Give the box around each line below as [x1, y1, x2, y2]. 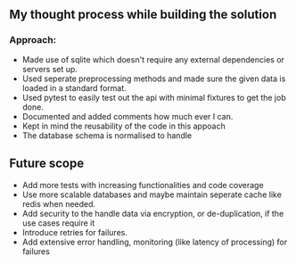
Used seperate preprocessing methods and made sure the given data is [21, 73, 286, 84]
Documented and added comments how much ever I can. [21, 111, 234, 121]
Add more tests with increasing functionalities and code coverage [21, 179, 265, 190]
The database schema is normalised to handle [21, 129, 193, 141]
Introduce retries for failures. [21, 227, 127, 237]
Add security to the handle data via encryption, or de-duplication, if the [21, 208, 284, 219]
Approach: [9, 34, 57, 46]
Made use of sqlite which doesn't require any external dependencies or [21, 54, 285, 65]
